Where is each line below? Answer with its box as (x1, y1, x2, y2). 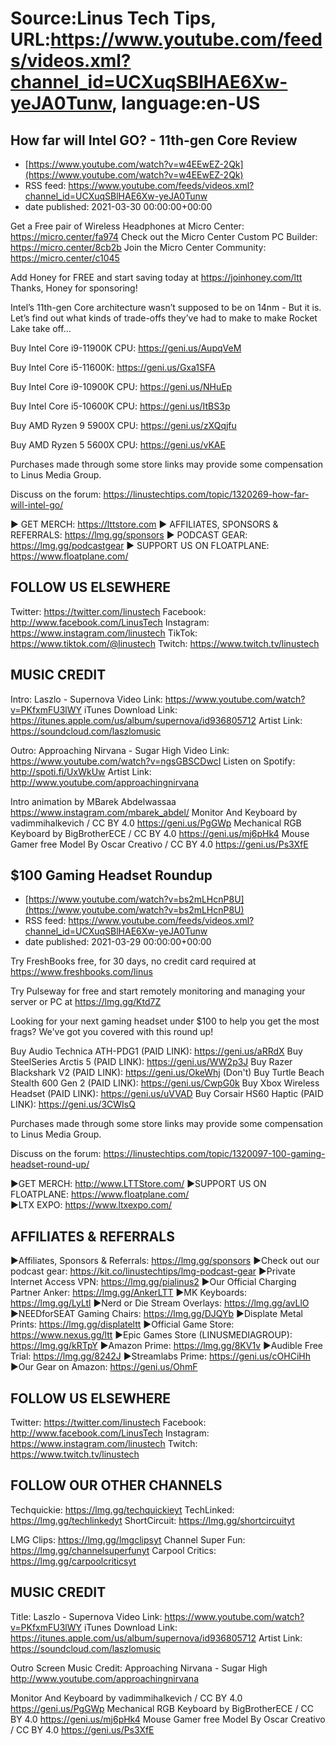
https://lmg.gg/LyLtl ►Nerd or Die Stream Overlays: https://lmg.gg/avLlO (10, 1297, 310, 1309)
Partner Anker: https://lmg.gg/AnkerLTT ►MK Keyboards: (10, 1287, 247, 1299)
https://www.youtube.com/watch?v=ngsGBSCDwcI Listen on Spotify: (10, 755, 296, 767)
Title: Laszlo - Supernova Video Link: (10, 1610, 163, 1622)
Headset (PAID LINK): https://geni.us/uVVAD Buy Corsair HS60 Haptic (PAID (10, 1088, 324, 1100)
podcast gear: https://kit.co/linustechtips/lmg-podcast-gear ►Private (10, 1265, 296, 1277)
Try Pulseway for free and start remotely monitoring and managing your (10, 985, 306, 997)
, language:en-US (111, 92, 261, 115)
